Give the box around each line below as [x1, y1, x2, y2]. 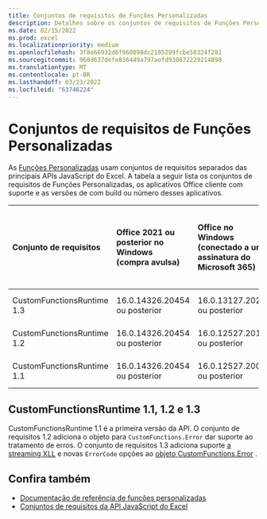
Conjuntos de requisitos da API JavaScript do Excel [19, 502, 188, 511]
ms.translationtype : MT [8, 64, 87, 72]
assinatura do [197, 252, 251, 263]
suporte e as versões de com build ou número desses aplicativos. [8, 188, 224, 198]
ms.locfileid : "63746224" [8, 85, 94, 94]
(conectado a [197, 242, 250, 253]
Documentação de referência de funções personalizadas [19, 493, 207, 502]
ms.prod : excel [8, 33, 59, 42]
